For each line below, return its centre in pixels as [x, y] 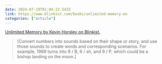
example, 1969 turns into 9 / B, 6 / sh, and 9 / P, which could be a [82, 51]
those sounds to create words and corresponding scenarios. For [81, 47]
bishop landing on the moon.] [47, 57]
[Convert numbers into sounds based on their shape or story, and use [87, 41]
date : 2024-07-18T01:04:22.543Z [38, 9]
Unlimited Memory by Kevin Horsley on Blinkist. [53, 32]
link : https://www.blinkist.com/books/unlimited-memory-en [66, 14]
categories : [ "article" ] [30, 18]
